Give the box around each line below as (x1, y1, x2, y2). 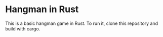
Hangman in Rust (5, 4, 79, 15)
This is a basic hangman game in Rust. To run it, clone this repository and (5, 20, 158, 26)
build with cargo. (5, 25, 40, 31)
